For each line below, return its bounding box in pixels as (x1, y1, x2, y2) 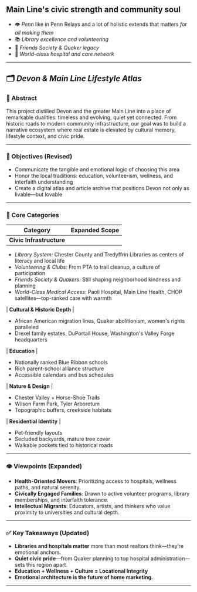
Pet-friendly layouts (14, 429, 63, 437)
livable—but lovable (14, 191, 63, 198)
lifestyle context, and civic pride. (6, 132, 85, 140)
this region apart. (26, 561, 68, 568)
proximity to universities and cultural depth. (14, 509, 120, 516)
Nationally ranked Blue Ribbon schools (14, 359, 108, 366)
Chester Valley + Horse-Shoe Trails (14, 394, 100, 401)
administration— (150, 554, 191, 562)
